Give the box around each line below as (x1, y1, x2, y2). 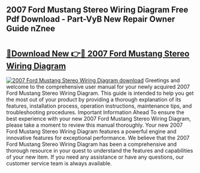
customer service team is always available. (6, 160, 112, 167)
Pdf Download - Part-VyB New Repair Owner (6, 14, 175, 25)
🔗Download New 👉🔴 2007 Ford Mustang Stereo (6, 48, 190, 59)
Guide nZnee (6, 23, 56, 34)
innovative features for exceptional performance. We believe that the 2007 (6, 135, 190, 141)
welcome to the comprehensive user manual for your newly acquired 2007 (6, 83, 190, 90)
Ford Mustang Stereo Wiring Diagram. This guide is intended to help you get (6, 90, 194, 97)
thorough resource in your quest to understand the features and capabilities (6, 147, 193, 154)
